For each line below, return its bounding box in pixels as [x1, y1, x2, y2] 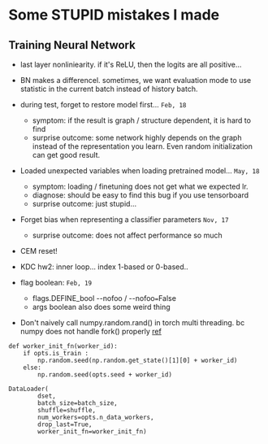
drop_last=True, [37, 420, 93, 429]
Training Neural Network [8, 38, 136, 52]
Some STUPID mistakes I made [8, 6, 220, 24]
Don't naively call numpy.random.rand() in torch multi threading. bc [19, 318, 245, 327]
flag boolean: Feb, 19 [19, 278, 93, 287]
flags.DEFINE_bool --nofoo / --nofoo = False [32, 294, 177, 303]
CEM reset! [19, 246, 58, 255]
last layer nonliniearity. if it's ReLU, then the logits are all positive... [19, 59, 242, 69]
